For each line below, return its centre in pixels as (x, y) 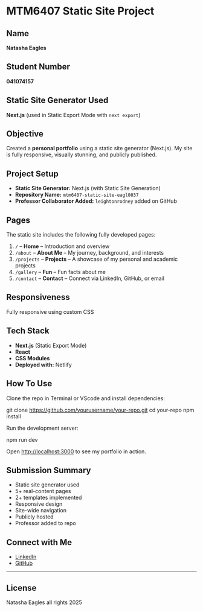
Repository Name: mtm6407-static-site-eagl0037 (77, 195)
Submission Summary (49, 470)
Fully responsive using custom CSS (50, 311)
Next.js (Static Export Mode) (51, 345)
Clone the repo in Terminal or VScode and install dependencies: (85, 398)
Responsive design (39, 504)
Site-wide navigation (41, 511)
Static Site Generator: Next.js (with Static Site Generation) (88, 188)
